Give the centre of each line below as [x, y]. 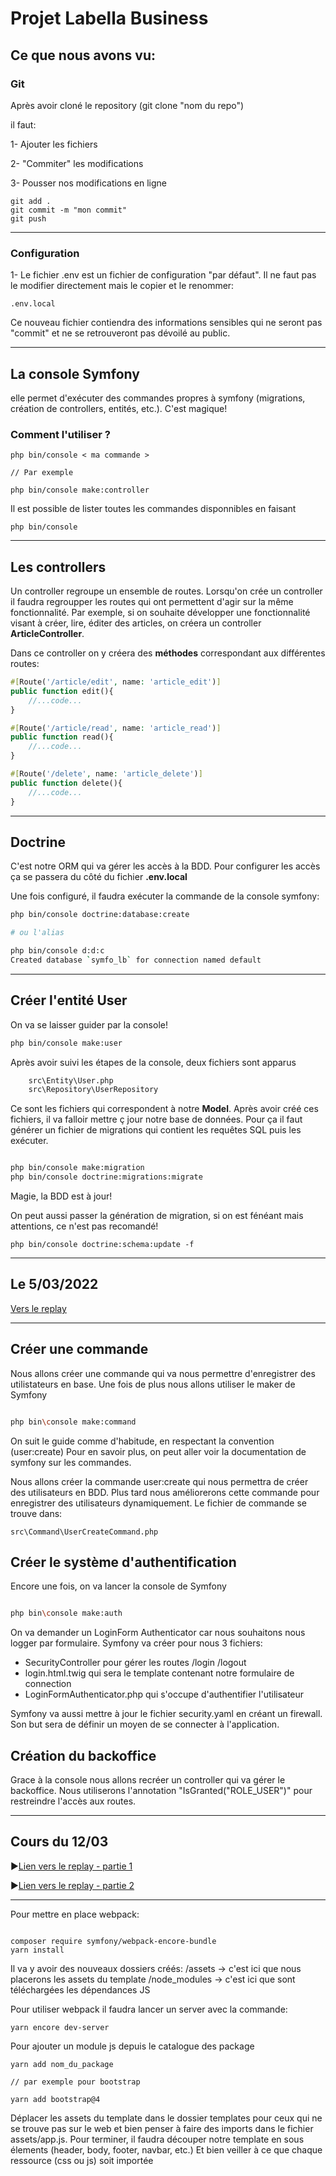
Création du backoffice [83, 1755]
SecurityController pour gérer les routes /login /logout [135, 1663]
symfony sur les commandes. [71, 1462]
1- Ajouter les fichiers [54, 144]
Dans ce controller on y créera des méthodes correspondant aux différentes [168, 653]
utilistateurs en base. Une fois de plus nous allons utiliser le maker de [153, 1384]
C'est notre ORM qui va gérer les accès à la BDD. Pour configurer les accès [165, 866]
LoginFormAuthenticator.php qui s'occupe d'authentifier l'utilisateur [164, 1694]
